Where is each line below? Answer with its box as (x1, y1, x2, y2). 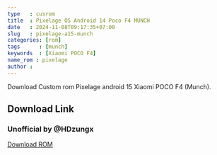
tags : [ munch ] (7, 43, 69, 50)
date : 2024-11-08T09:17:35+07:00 (7, 23, 115, 30)
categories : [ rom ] (7, 37, 61, 44)
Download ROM (7, 140, 53, 149)
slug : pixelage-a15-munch (7, 30, 93, 38)
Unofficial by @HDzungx (7, 124, 94, 134)
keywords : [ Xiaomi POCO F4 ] (7, 50, 97, 57)
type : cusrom (7, 10, 55, 18)
